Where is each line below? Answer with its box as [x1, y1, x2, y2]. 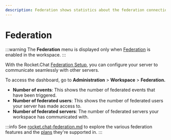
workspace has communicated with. [12, 114, 89, 120]
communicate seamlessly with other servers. [5, 67, 99, 73]
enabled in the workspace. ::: [5, 51, 66, 58]
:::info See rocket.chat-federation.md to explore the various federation [5, 123, 153, 130]
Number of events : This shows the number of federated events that [12, 87, 155, 93]
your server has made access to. [12, 103, 82, 109]
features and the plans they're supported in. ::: [5, 129, 103, 135]
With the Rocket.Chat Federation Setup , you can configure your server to [5, 62, 158, 68]
